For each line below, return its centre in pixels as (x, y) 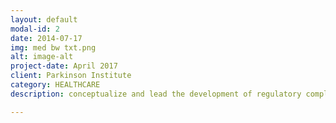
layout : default (44, 19)
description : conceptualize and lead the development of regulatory (156, 94)
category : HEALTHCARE (55, 85)
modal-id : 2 (35, 29)
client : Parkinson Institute (71, 76)
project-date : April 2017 (64, 66)
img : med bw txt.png (53, 47)
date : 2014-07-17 (46, 38)
